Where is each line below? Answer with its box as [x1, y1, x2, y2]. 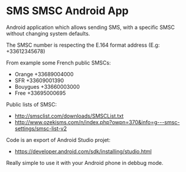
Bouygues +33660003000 [14, 83, 80, 90]
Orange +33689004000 [14, 70, 74, 77]
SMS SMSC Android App [6, 4, 129, 18]
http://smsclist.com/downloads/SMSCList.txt [14, 112, 124, 119]
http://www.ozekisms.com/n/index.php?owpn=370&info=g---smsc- [14, 118, 180, 125]
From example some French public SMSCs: [6, 59, 111, 66]
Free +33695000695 [14, 89, 66, 96]
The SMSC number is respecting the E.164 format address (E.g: [6, 41, 160, 48]
